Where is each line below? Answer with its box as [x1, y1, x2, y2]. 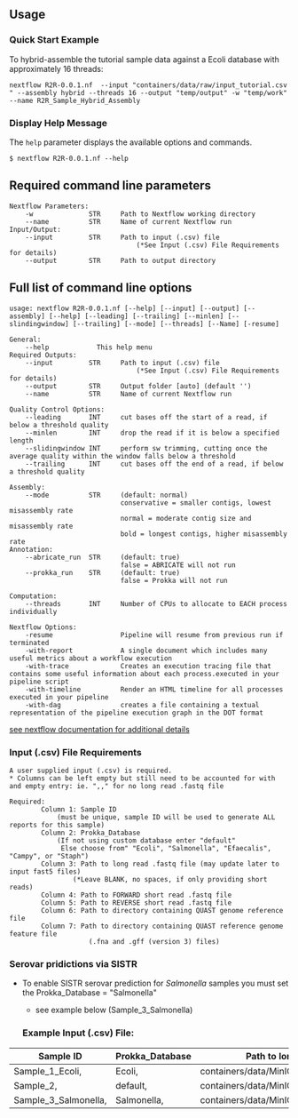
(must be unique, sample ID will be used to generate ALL [56, 812, 276, 821]
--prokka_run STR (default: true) [25, 568, 180, 577]
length [9, 435, 34, 445]
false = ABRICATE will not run [120, 560, 237, 570]
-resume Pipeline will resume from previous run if [25, 630, 284, 639]
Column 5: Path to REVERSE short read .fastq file [41, 898, 232, 907]
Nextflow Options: [9, 622, 77, 632]
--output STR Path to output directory [25, 256, 216, 265]
